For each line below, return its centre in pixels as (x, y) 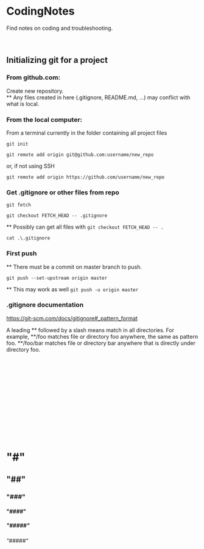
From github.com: (33, 77)
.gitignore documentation (45, 305)
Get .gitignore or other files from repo (63, 192)
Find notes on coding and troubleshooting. (60, 28)
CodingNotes (40, 11)
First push (22, 253)
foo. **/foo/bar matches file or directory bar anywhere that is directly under (101, 343)
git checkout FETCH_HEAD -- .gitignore (57, 216)
